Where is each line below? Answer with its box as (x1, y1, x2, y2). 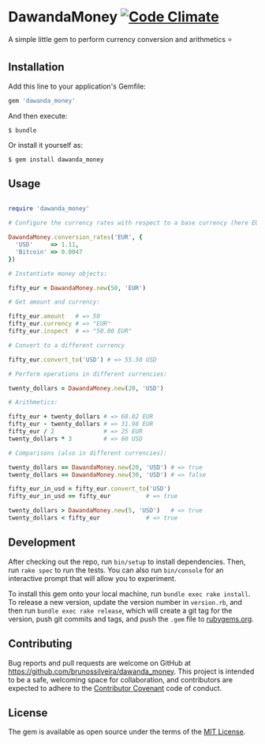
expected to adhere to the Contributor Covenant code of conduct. (8, 683, 222, 693)
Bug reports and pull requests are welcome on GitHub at (8, 658, 192, 667)
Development (8, 536, 77, 550)
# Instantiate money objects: (8, 270, 108, 278)
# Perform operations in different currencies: (8, 370, 168, 378)
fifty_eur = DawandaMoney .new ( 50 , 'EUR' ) (8, 284, 147, 292)
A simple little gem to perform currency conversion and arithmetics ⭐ (8, 34, 233, 43)
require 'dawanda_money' (8, 205, 90, 213)
